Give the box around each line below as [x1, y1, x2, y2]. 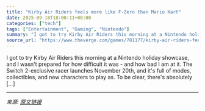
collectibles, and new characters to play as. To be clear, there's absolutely [6, 74, 193, 81]
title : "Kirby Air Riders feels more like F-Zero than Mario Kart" [6, 9, 182, 15]
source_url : [6, 37, 37, 43]
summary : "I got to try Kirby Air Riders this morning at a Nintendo [6, 32, 187, 38]
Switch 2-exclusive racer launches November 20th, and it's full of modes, [6, 67, 192, 74]
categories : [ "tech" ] [6, 20, 62, 26]
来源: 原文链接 [6, 98, 41, 106]
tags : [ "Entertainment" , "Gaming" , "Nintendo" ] [6, 26, 130, 32]
